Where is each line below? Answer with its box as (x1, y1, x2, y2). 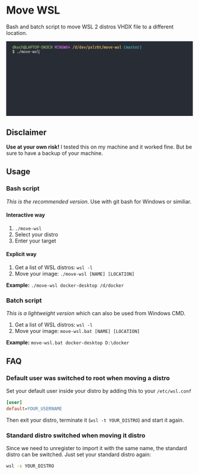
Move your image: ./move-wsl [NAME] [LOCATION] (14, 270, 135, 277)
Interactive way (6, 211, 46, 219)
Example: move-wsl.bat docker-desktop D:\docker (6, 339, 129, 346)
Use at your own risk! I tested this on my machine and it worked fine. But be (6, 143, 192, 150)
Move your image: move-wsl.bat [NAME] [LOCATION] (14, 328, 140, 335)
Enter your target (14, 237, 56, 244)
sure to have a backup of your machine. (6, 149, 104, 157)
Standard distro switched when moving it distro (6, 431, 146, 440)
